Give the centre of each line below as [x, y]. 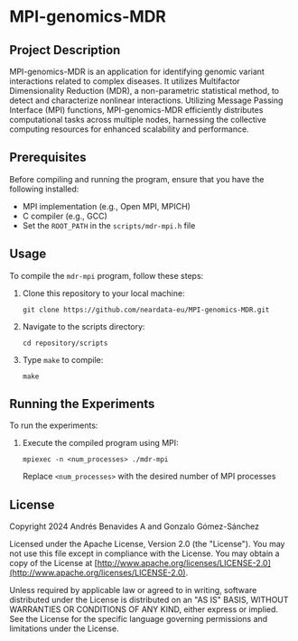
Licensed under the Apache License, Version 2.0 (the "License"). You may [147, 544]
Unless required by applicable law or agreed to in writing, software [133, 590]
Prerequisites [48, 158]
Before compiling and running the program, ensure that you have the [137, 179]
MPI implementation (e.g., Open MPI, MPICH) [107, 206]
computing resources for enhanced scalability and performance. [130, 129]
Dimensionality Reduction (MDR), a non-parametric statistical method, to [144, 91]
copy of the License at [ [53, 563]
